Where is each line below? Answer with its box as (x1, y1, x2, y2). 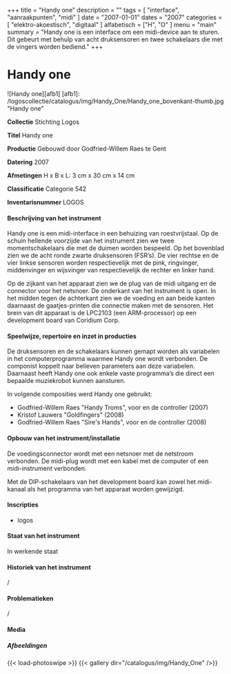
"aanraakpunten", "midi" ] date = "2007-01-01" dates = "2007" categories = (7, 13, 223, 21)
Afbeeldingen (7, 641, 48, 649)
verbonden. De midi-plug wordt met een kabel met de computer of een (7, 456, 209, 465)
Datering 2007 (7, 158, 50, 166)
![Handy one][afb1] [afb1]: (7, 89, 80, 97)
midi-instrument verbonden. (7, 464, 87, 472)
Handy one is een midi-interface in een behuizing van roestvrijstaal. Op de (7, 230, 219, 238)
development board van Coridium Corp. (7, 316, 120, 324)
